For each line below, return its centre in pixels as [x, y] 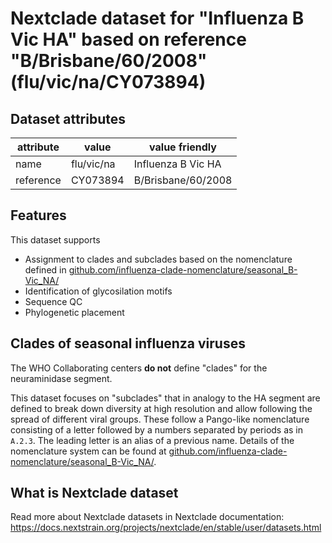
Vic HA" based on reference [128, 39]
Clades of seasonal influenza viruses [128, 343]
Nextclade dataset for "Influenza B [157, 18]
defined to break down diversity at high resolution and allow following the [161, 408]
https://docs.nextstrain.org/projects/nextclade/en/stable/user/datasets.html [166, 528]
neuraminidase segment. [61, 378]
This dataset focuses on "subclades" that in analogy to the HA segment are [165, 398]
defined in [45, 269]
